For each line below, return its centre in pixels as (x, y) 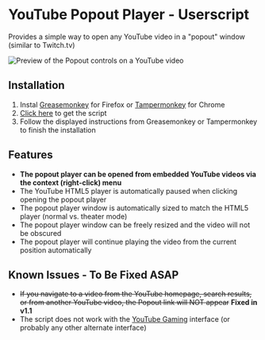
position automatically (56, 250)
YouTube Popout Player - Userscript (129, 15)
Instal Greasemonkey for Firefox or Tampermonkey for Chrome (122, 104)
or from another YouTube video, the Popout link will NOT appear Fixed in (138, 303)
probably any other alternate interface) (83, 328)
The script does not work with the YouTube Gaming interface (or (125, 319)
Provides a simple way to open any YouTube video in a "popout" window (127, 37)
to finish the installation (58, 129)
